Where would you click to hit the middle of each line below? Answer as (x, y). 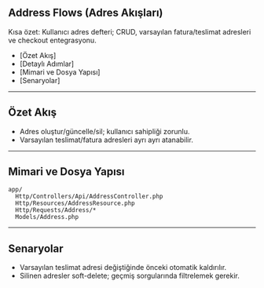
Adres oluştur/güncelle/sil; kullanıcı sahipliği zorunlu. (104, 131)
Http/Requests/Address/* (56, 210)
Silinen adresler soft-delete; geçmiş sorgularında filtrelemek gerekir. (129, 276)
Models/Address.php (47, 217)
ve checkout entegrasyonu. (52, 40)
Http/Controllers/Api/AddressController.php (89, 197)
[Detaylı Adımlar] (47, 64)
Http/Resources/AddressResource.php (75, 203)
